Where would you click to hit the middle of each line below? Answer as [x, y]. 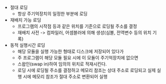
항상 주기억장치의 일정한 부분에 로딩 [53, 14]
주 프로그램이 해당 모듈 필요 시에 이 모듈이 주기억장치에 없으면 [78, 58]
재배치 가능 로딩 [25, 20]
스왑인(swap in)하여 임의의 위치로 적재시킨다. [62, 64]
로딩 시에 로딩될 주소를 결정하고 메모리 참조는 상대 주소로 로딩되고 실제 [87, 70]
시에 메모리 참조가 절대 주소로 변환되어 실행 [65, 76]
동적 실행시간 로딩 [27, 45]
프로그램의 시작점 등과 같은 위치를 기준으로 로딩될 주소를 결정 [77, 26]
